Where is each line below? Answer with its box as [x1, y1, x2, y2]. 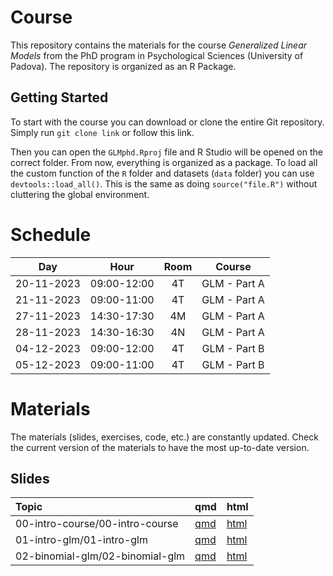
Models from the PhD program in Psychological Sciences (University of [10, 49, 304, 61]
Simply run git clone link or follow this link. [10, 126, 195, 138]
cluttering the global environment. [10, 188, 150, 200]
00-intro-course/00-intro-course [15, 517, 179, 531]
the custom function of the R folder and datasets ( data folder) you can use [10, 167, 315, 179]
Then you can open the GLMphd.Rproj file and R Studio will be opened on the [10, 146, 323, 158]
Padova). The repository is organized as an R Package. [10, 60, 237, 72]
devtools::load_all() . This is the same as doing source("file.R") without [10, 177, 318, 190]
